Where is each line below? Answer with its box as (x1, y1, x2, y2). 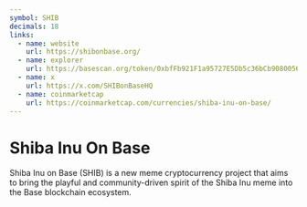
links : (9, 30, 35, 39)
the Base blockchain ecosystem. (9, 187, 132, 198)
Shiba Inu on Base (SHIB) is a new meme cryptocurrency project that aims (9, 168, 289, 179)
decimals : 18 (9, 22, 59, 31)
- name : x (17, 73, 55, 82)
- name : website (17, 38, 79, 48)
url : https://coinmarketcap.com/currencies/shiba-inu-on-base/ (26, 98, 272, 108)
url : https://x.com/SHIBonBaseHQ (26, 81, 153, 90)
